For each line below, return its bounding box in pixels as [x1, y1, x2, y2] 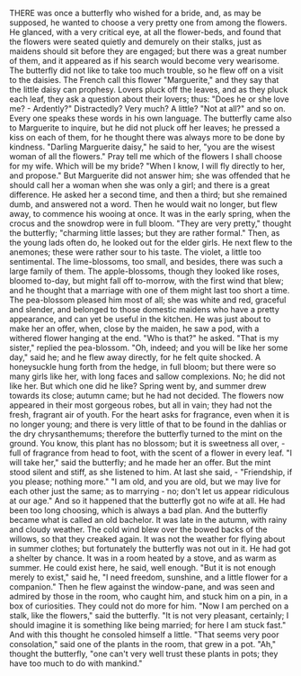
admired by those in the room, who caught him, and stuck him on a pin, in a [9, 591, 288, 601]
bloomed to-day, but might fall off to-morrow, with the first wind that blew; [9, 275, 285, 286]
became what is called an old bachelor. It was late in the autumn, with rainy [9, 515, 288, 525]
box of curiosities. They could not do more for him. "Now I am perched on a [9, 600, 289, 611]
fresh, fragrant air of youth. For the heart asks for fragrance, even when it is [9, 410, 290, 419]
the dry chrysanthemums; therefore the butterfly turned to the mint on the [9, 428, 283, 439]
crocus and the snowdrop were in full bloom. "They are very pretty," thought [9, 218, 292, 229]
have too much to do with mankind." [9, 658, 143, 669]
